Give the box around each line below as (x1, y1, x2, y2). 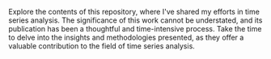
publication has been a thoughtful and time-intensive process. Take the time (8, 24, 262, 33)
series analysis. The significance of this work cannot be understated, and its (8, 15, 263, 25)
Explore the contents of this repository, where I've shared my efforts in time (8, 7, 260, 16)
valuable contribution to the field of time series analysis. (8, 41, 196, 51)
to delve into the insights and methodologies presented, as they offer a (8, 32, 244, 42)
